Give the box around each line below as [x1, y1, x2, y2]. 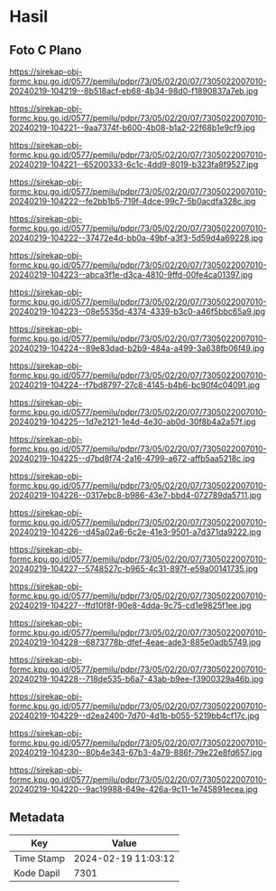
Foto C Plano [9, 43, 82, 58]
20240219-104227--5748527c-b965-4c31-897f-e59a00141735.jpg [9, 564, 259, 573]
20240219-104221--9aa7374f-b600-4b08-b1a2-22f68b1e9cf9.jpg [9, 122, 255, 133]
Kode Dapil [14, 867, 60, 879]
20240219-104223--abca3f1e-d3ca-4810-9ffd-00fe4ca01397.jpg [9, 270, 253, 280]
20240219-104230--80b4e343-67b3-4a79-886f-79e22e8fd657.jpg [9, 747, 263, 757]
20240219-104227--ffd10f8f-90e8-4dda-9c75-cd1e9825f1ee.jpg [9, 600, 252, 611]
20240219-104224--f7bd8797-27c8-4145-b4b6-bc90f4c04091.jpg [9, 380, 260, 390]
